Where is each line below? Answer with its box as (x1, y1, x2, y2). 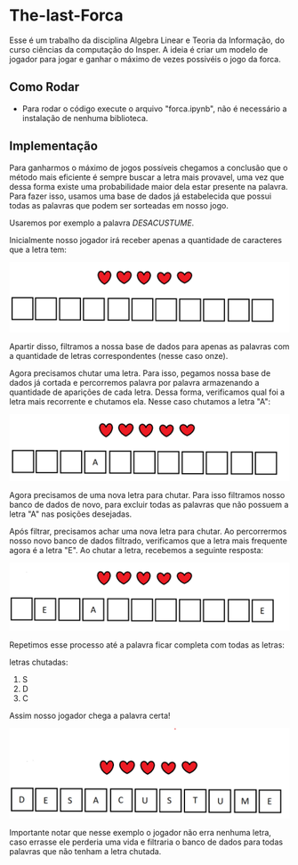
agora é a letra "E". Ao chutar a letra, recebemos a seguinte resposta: (9, 544, 264, 555)
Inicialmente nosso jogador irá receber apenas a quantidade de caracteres (9, 234, 283, 245)
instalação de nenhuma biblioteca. (21, 112, 149, 123)
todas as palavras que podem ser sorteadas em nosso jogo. (9, 200, 229, 210)
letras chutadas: (9, 657, 68, 668)
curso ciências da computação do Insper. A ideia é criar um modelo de (9, 44, 269, 54)
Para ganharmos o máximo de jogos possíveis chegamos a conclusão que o (9, 162, 288, 173)
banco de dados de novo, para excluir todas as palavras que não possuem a (9, 499, 289, 510)
